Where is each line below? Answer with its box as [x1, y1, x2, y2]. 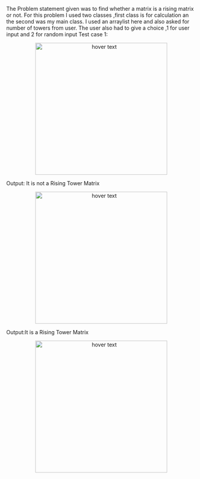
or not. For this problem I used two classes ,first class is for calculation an [6, 11, 189, 19]
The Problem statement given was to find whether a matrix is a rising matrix [6, 5, 194, 12]
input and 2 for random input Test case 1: [6, 31, 108, 38]
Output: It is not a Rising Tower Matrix [6, 180, 100, 186]
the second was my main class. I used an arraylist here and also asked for [6, 18, 190, 25]
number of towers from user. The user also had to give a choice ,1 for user [6, 24, 190, 31]
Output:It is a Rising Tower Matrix [6, 329, 89, 335]
